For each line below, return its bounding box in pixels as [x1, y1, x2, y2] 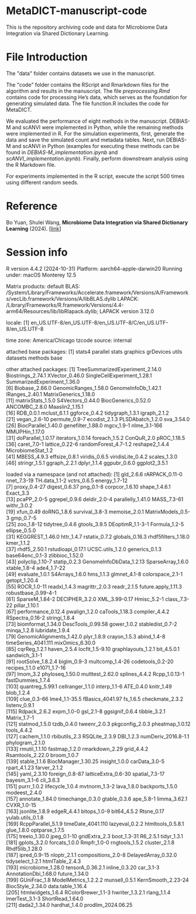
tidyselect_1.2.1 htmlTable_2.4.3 [6, 858, 81, 865]
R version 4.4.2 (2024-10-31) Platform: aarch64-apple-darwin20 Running [6, 265, 183, 272]
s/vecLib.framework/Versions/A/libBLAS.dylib [6, 295, 116, 302]
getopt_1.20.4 [6, 577, 39, 584]
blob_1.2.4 [6, 689, 30, 696]
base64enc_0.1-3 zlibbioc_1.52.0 [6, 552, 84, 559]
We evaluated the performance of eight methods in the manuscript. [6, 117, 169, 125]
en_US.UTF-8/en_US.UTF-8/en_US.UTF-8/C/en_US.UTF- [30, 319, 169, 326]
